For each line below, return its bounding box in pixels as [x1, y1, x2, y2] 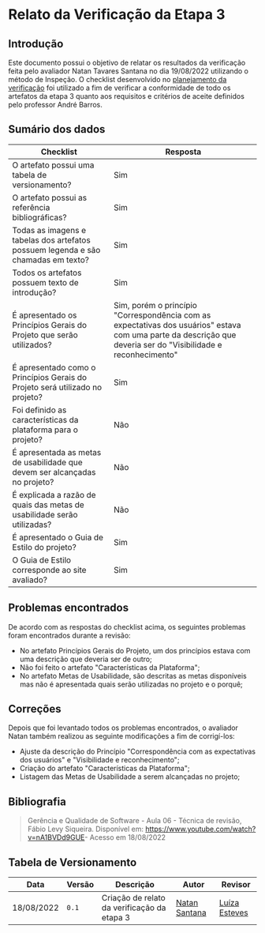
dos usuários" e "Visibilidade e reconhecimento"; [19, 755, 180, 765]
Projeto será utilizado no [12, 382, 103, 393]
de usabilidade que [12, 457, 83, 468]
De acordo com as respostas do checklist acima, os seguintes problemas [8, 622, 246, 631]
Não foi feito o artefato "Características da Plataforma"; [19, 662, 200, 672]
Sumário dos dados [8, 122, 106, 136]
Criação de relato [101, 893, 166, 904]
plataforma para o [12, 424, 79, 435]
